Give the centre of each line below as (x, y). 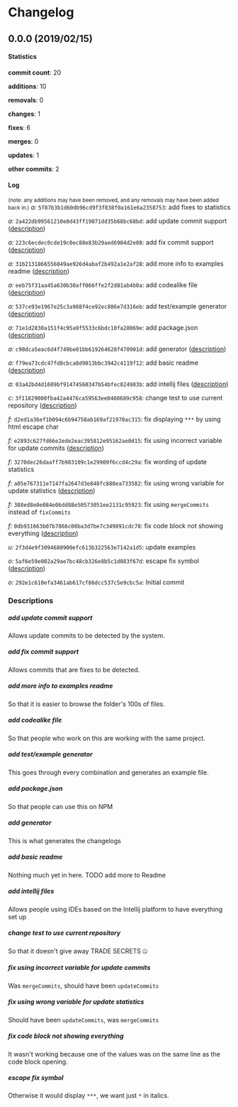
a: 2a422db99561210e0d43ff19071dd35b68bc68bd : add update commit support (118, 220)
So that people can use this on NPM (61, 806)
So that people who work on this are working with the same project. (107, 738)
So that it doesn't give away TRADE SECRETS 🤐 (78, 951)
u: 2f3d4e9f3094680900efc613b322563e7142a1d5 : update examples (102, 547)
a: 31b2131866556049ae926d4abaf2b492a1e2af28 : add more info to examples (116, 263)
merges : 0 (23, 141)
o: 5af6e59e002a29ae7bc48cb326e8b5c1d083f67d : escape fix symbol (103, 561)
